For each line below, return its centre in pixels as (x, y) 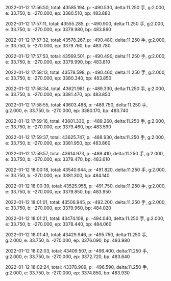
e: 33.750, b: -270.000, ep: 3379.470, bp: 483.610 (58, 159)
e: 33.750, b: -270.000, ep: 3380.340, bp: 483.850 (58, 78)
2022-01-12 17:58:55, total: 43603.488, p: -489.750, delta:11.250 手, (77, 105)
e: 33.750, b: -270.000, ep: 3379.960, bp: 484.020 (58, 208)
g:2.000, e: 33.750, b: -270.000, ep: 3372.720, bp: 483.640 (68, 257)
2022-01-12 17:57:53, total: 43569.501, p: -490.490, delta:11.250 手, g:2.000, (86, 56)
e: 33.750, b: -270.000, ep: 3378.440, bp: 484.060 (58, 224)
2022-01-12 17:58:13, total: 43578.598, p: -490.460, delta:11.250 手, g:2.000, (86, 72)
